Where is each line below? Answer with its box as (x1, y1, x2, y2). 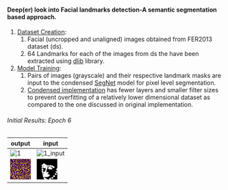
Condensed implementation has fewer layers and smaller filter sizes (27, 86, 219, 94)
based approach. (7, 12, 57, 21)
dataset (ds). (27, 42, 64, 51)
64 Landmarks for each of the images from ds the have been (27, 50, 199, 58)
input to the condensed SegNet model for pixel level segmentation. (27, 79, 216, 87)
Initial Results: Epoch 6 (7, 116, 72, 124)
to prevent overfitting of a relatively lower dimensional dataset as (27, 93, 211, 102)
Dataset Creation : (16, 28, 67, 36)
